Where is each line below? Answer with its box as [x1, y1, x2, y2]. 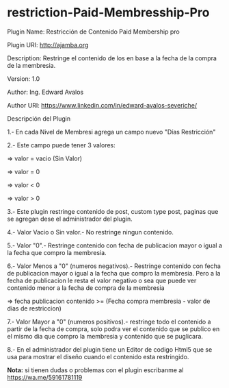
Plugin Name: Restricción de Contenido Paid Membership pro [7, 27, 180, 36]
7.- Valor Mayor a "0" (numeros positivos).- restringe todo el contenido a [7, 317, 211, 326]
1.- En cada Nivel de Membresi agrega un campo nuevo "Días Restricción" [7, 128, 216, 136]
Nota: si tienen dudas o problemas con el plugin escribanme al [7, 365, 184, 374]
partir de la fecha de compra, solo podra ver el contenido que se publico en [7, 324, 220, 333]
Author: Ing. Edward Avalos [7, 88, 84, 96]
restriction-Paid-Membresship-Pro [7, 5, 210, 21]
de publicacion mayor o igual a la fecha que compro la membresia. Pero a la [7, 269, 221, 277]
